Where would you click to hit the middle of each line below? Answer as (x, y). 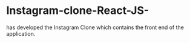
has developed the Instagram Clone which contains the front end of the (95, 27)
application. (21, 33)
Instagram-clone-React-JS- (78, 11)
